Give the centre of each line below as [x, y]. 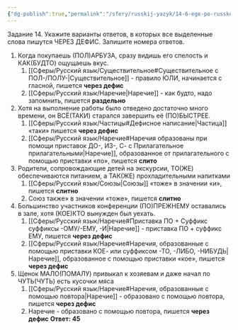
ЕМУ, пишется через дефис [70, 236]
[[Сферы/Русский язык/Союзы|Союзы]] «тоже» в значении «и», [125, 183]
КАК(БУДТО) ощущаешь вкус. [63, 63]
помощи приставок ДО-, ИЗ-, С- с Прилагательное [106, 145]
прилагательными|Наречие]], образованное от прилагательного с [129, 153]
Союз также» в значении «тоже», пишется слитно [104, 198]
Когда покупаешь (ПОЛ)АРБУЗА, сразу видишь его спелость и [113, 55]
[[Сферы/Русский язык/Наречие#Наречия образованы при [118, 138]
